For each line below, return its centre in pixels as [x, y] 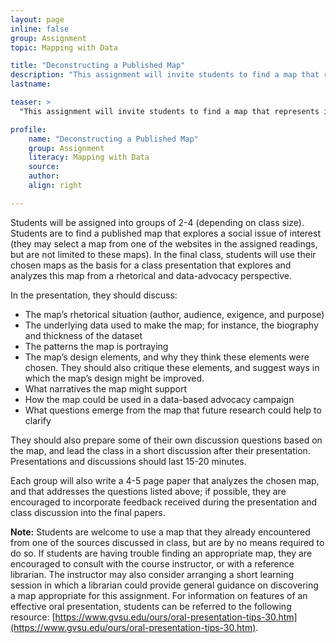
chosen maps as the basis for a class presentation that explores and [151, 265]
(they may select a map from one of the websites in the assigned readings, [164, 243]
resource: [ [33, 617]
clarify [38, 420]
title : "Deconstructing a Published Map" [98, 66]
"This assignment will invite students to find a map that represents [169, 111]
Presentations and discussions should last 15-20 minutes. [128, 461]
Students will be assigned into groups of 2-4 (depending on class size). [157, 222]
